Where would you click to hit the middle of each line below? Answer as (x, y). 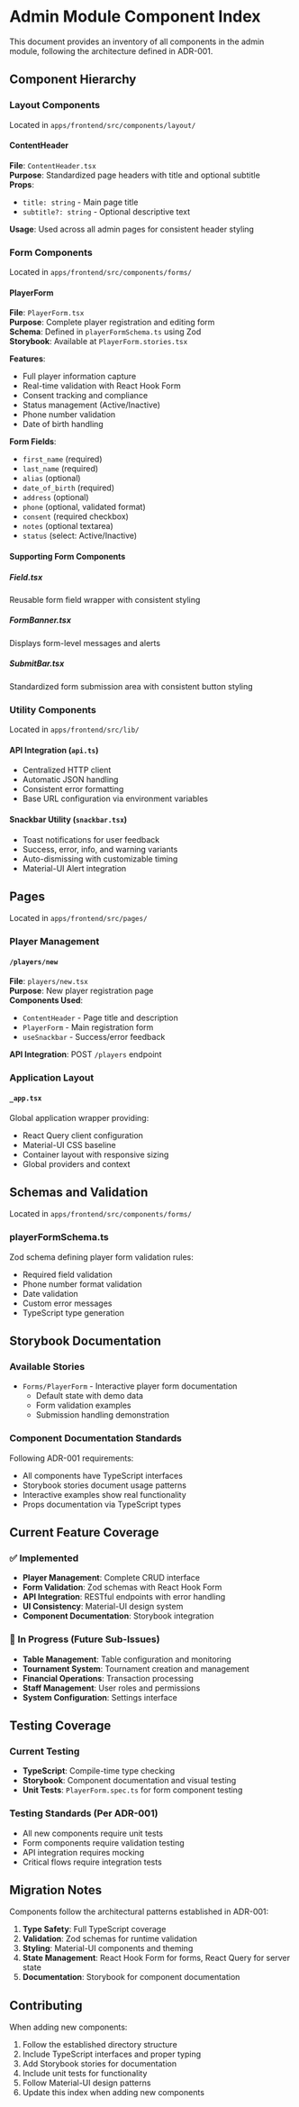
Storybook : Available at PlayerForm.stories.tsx (99, 342)
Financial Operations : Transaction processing (108, 1678)
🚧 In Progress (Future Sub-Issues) (85, 1639)
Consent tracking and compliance (85, 396)
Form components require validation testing (103, 1842)
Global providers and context (76, 1163)
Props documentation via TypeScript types (102, 1504)
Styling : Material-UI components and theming (108, 1948)
